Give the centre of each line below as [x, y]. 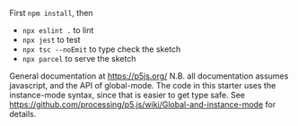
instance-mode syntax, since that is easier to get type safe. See [127, 95]
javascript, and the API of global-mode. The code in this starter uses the [143, 85]
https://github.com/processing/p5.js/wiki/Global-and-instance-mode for [143, 105]
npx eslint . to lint [58, 30]
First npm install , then [51, 13]
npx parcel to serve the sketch [79, 59]
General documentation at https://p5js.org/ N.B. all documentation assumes [149, 76]
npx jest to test [51, 40]
